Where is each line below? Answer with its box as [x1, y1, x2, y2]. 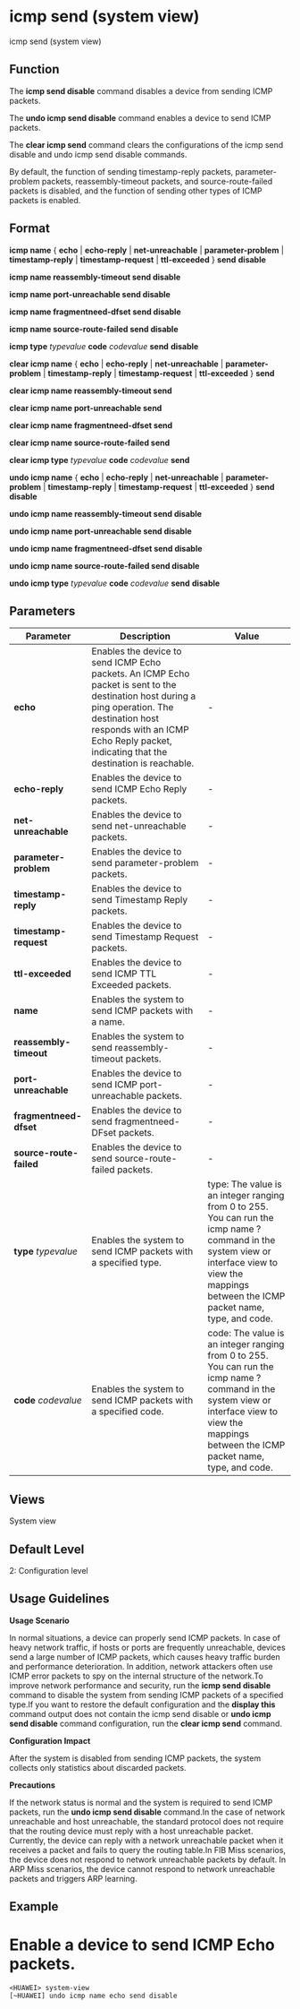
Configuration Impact [9, 1735, 91, 1746]
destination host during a [91, 690, 196, 702]
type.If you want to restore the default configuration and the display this [9, 1699, 276, 1710]
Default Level [9, 1541, 85, 1557]
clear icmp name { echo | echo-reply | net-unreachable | [9, 358, 224, 369]
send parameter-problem [91, 857, 199, 870]
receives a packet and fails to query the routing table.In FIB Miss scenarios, [9, 1844, 287, 1855]
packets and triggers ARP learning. [9, 1873, 137, 1884]
